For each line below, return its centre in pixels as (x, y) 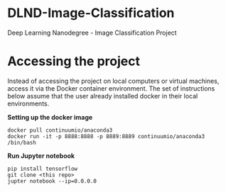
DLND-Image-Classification (91, 13)
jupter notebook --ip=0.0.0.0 (52, 181)
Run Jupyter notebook (41, 156)
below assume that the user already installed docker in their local (103, 96)
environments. (28, 103)
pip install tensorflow (43, 169)
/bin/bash (22, 142)
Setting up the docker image (50, 117)
